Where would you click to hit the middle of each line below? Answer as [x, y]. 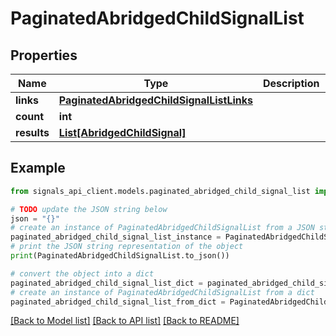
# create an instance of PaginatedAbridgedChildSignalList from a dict [162, 292]
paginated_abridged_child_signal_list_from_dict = [118, 302]
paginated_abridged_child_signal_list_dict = [106, 283]
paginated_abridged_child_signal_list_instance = [116, 237]
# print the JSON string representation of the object [127, 247]
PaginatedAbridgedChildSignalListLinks [155, 100]
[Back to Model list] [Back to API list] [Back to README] [125, 321]
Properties [44, 55]
